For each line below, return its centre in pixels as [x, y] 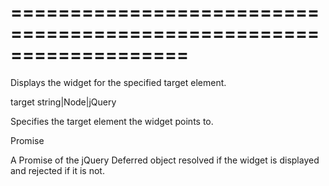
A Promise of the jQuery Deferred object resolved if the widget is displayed [165, 160]
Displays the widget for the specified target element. [118, 82]
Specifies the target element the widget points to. [112, 121]
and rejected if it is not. [57, 170]
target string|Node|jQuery [63, 102]
